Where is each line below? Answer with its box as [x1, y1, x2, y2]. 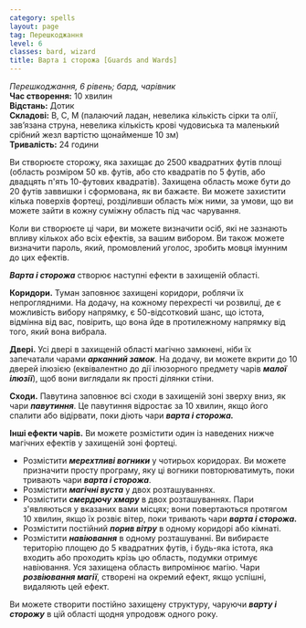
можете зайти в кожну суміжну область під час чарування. [9, 205, 242, 215]
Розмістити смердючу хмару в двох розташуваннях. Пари [22, 494, 254, 505]
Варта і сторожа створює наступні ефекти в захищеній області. [9, 270, 260, 280]
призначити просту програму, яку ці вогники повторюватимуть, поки [22, 465, 295, 476]
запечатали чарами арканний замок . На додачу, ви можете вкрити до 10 [9, 353, 298, 364]
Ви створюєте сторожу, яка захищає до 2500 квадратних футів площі [9, 157, 282, 167]
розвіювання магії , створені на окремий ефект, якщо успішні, [22, 571, 267, 582]
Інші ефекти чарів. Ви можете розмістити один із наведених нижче [9, 428, 275, 438]
